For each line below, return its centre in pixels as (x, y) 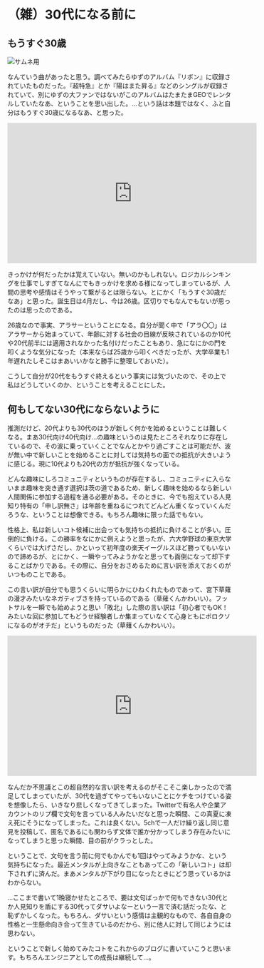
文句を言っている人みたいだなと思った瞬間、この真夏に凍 (147, 813)
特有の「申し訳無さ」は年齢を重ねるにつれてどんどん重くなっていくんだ (125, 505)
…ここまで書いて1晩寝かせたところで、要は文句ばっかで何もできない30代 (115, 897)
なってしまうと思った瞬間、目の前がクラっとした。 (82, 840)
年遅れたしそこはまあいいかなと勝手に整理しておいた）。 (90, 361)
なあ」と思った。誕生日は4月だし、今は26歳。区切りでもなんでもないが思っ (119, 301)
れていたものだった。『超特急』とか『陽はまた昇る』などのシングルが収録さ (118, 86)
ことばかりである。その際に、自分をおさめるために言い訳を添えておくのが (122, 565)
